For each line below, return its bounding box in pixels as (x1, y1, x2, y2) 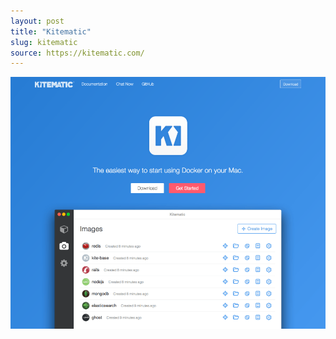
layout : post (10, 16, 65, 26)
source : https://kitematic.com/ (10, 48, 145, 58)
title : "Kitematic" (10, 26, 92, 37)
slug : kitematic (10, 37, 78, 47)
